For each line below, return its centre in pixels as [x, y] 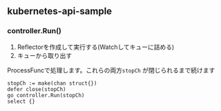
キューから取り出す [45, 55]
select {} [21, 101]
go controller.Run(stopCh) [46, 95]
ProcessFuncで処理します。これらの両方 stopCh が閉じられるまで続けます [111, 70]
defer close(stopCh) [37, 89]
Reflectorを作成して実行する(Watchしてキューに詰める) [96, 47]
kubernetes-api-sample [60, 11]
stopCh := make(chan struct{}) [52, 83]
